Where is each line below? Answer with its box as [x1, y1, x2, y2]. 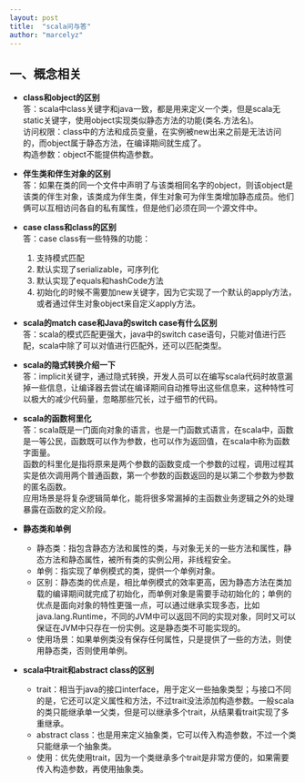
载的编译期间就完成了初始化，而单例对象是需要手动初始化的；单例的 [36, 588, 292, 599]
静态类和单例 [22, 524, 71, 534]
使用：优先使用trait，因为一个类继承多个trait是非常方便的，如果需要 [36, 752, 290, 763]
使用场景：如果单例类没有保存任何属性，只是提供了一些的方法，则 [36, 634, 284, 645]
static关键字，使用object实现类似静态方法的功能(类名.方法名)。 [22, 115, 259, 126]
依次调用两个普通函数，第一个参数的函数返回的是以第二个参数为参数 [38, 470, 294, 481]
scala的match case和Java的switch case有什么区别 [22, 318, 218, 329]
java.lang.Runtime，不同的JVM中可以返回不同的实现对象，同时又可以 [36, 611, 296, 622]
